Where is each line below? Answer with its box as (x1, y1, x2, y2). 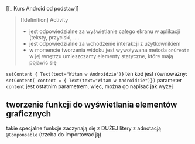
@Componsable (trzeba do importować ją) (6, 130, 102, 138)
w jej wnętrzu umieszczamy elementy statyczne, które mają (29, 53, 174, 59)
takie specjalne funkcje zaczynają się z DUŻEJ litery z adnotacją (6, 125, 162, 132)
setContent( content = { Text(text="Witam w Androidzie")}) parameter (6, 76, 183, 83)
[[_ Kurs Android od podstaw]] (6, 5, 79, 12)
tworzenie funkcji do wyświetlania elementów (6, 100, 177, 110)
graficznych (6, 109, 52, 119)
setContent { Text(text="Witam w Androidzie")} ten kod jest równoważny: (6, 71, 187, 77)
